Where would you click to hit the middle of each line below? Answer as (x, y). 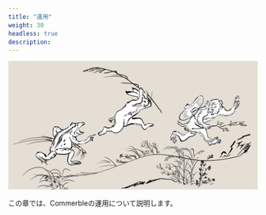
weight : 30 (26, 25)
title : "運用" (30, 17)
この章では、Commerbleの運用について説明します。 (93, 203)
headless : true (33, 33)
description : (30, 42)
